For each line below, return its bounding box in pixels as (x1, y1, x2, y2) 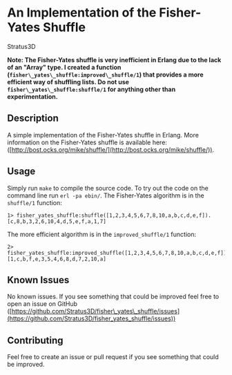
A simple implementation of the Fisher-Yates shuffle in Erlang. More (7, 131, 199, 139)
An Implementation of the (7, 5, 157, 21)
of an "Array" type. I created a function (7, 63, 122, 71)
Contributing (7, 334, 64, 346)
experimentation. (7, 92, 58, 101)
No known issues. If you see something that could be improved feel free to (7, 292, 220, 301)
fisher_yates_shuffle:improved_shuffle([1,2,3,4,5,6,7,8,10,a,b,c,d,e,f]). (7, 249, 230, 256)
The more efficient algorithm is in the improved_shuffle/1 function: (7, 230, 197, 238)
